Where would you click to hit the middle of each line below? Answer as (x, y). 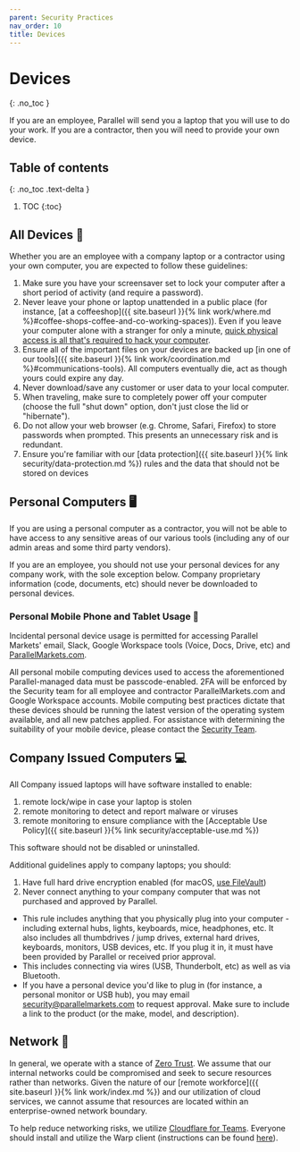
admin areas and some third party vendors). (90, 547)
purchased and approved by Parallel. (90, 901)
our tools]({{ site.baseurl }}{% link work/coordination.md (126, 359)
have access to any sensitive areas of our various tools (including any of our (150, 538)
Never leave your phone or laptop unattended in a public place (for (145, 301)
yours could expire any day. (73, 377)
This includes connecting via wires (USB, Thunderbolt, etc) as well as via (156, 966)
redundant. (42, 445)
